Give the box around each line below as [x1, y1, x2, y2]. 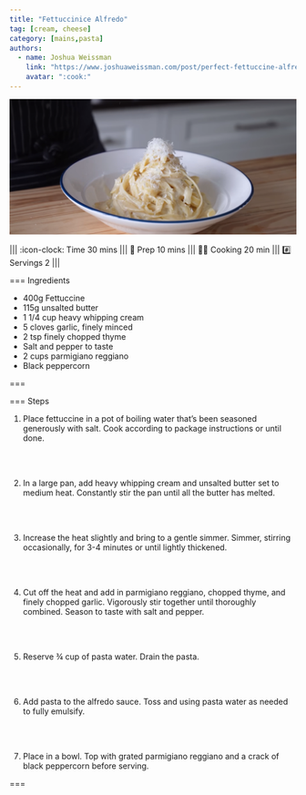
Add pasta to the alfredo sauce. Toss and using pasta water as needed [22, 696, 289, 707]
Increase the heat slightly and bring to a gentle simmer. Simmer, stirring [22, 532, 291, 543]
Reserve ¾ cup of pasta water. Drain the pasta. [22, 651, 200, 662]
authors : [9, 44, 43, 53]
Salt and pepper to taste [22, 341, 114, 352]
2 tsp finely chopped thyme [22, 331, 127, 341]
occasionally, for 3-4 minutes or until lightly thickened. [22, 542, 228, 553]
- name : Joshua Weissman [17, 53, 112, 63]
